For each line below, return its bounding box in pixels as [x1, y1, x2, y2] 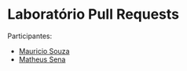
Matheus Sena [18, 55, 66, 64]
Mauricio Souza [18, 46, 70, 55]
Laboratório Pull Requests [7, 5, 180, 23]
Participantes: [7, 31, 53, 41]
